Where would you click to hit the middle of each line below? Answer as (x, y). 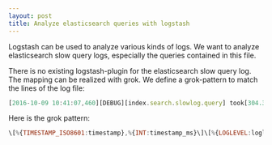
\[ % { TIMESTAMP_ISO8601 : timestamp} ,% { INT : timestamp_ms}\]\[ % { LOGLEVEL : (130, 133)
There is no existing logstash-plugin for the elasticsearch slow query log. (130, 70)
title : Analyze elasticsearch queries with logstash (99, 23)
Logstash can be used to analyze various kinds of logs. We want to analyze (134, 46)
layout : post (30, 16)
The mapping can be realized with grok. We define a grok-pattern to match (133, 79)
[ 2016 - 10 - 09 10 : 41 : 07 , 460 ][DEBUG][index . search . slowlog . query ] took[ (128, 103)
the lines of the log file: (47, 88)
